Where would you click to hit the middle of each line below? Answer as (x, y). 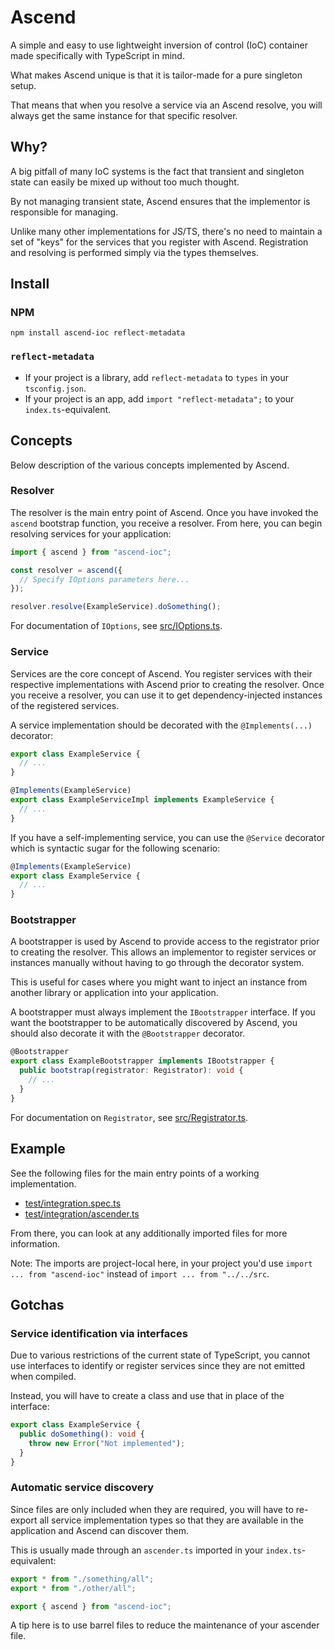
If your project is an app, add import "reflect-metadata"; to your (159, 398)
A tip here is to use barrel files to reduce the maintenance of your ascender (165, 1625)
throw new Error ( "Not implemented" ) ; (107, 1443)
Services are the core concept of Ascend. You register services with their (161, 673)
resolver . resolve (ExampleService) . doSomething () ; (116, 607)
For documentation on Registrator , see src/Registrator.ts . (129, 1117)
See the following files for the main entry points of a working (135, 1173)
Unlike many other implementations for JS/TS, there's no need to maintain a (166, 231)
